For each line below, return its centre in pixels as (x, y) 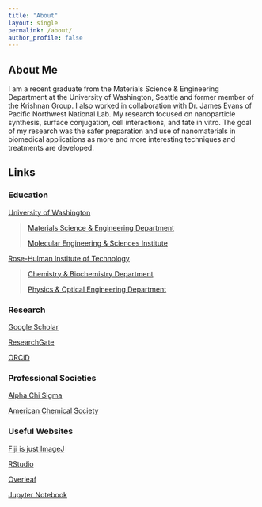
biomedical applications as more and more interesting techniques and (122, 139)
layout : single (33, 23)
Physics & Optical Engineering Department (97, 289)
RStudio (21, 463)
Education (28, 195)
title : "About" (33, 15)
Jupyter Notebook (38, 494)
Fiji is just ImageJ (36, 448)
